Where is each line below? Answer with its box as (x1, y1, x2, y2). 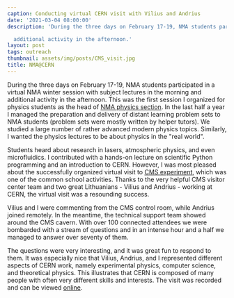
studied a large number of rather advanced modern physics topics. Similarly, (7, 124, 227, 133)
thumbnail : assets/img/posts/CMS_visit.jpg (7, 55, 136, 63)
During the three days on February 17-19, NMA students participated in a (7, 81, 215, 89)
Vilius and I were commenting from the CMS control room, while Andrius (7, 203, 214, 212)
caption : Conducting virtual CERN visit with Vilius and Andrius (7, 10, 201, 17)
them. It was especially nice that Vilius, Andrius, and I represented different (7, 254, 223, 262)
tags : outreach (7, 49, 52, 56)
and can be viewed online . (7, 283, 83, 292)
